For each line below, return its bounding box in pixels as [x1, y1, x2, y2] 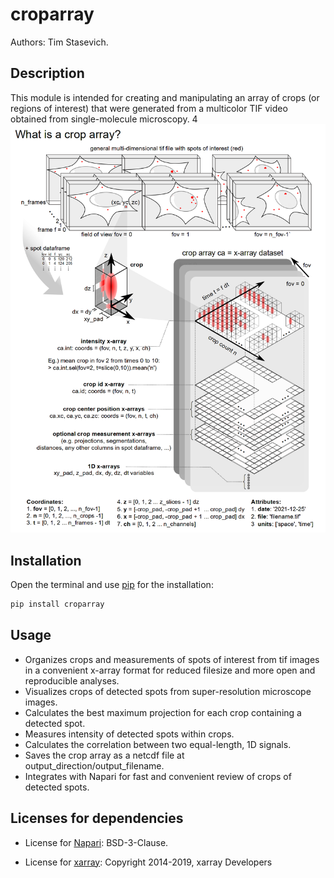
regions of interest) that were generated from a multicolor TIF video [10, 102, 288, 114]
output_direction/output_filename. [24, 759, 165, 772]
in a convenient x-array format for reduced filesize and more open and [24, 664, 316, 676]
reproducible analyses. [24, 674, 120, 687]
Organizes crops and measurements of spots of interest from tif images [24, 653, 320, 665]
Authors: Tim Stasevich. [10, 36, 109, 48]
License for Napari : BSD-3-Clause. [24, 836, 169, 848]
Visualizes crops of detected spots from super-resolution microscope [24, 685, 312, 697]
